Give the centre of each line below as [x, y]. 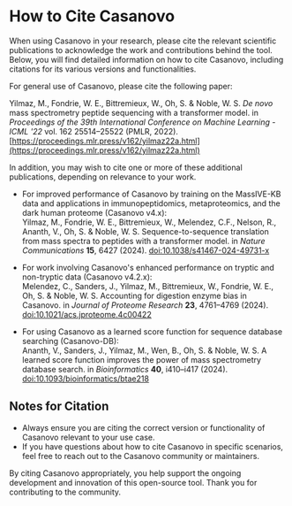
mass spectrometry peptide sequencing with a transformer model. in [134, 112]
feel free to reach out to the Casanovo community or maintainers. [141, 456]
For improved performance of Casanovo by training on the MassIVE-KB [151, 194]
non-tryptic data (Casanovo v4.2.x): [87, 277]
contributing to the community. [65, 492]
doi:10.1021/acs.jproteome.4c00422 [86, 314]
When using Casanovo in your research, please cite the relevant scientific [143, 41]
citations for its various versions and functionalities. [103, 69]
